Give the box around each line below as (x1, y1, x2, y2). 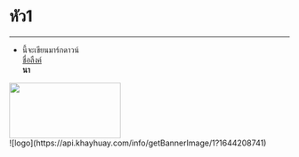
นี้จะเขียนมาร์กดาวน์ (21, 44, 80, 55)
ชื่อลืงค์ (21, 54, 43, 65)
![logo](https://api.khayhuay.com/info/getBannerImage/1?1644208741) (9, 137, 267, 148)
